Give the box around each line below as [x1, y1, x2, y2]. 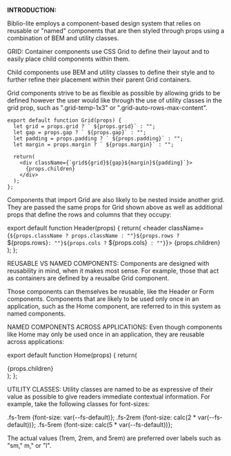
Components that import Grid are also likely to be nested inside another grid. [7, 196, 225, 203]
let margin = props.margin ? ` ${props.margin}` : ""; [13, 141, 174, 148]
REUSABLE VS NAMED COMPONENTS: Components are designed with [7, 259, 210, 267]
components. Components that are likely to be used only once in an [7, 295, 199, 303]
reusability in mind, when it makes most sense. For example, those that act [7, 266, 219, 275]
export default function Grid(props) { [7, 117, 122, 124]
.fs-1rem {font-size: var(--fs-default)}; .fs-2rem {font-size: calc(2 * [7, 413, 197, 421]
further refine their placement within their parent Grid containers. [7, 75, 192, 84]
